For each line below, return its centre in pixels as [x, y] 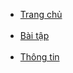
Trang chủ [41, 14]
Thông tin [39, 57]
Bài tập [34, 35]
